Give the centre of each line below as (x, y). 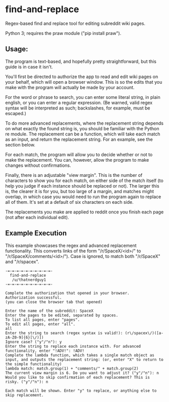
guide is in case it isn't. (29, 66)
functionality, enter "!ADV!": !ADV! (45, 351)
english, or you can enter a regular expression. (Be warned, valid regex (79, 102)
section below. (20, 144)
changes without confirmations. (38, 165)
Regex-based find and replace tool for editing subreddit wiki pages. (75, 23)
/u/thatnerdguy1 (29, 280)
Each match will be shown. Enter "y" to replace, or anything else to (81, 391)
